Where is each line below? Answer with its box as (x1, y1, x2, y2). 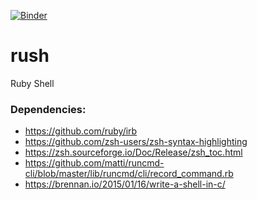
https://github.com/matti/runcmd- (24, 157, 165, 169)
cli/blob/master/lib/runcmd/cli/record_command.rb (24, 168, 234, 180)
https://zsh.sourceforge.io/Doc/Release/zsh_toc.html (24, 146, 243, 159)
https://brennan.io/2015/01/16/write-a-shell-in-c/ (24, 178, 226, 190)
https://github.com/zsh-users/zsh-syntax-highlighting (24, 136, 248, 148)
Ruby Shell (10, 77, 55, 89)
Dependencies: (10, 102, 87, 116)
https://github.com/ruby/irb (24, 125, 138, 137)
